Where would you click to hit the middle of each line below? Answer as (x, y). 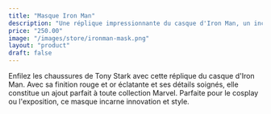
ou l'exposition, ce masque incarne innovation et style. (99, 102)
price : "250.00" (35, 31)
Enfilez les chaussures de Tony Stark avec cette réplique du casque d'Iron (132, 76)
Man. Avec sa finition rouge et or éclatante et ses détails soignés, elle (124, 84)
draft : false (30, 53)
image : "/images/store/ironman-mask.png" (79, 38)
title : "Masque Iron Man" (52, 16)
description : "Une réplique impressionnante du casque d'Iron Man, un (129, 23)
